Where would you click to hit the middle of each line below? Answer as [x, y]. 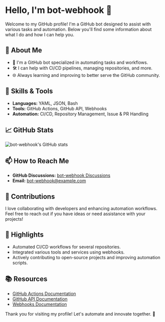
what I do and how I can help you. [40, 34]
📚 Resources [26, 279]
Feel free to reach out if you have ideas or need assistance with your [75, 214]
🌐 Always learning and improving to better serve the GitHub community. [86, 75]
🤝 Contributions [30, 196]
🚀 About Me [24, 50]
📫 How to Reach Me [37, 161]
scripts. [20, 263]
